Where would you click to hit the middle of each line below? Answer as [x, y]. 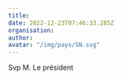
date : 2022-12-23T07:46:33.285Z [61, 23]
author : [21, 38]
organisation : [31, 30]
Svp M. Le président [41, 67]
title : [19, 15]
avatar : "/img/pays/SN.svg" [54, 45]
